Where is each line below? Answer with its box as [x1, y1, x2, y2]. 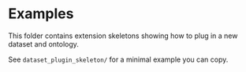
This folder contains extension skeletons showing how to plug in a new [8, 31, 238, 40]
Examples [8, 5, 74, 23]
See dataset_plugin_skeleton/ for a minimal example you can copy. [8, 55, 229, 64]
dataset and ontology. [8, 39, 79, 48]
